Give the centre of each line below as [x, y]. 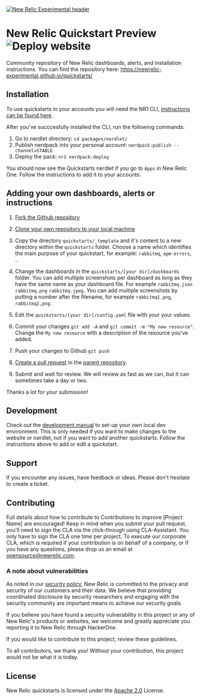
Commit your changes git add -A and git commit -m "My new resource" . [104, 326]
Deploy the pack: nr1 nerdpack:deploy [62, 157]
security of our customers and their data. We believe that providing [89, 590]
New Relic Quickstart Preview [81, 34]
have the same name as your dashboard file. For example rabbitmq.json [103, 284]
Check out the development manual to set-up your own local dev [86, 425]
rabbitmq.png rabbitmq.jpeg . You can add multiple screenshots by [96, 290]
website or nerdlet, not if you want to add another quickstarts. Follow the [96, 438]
